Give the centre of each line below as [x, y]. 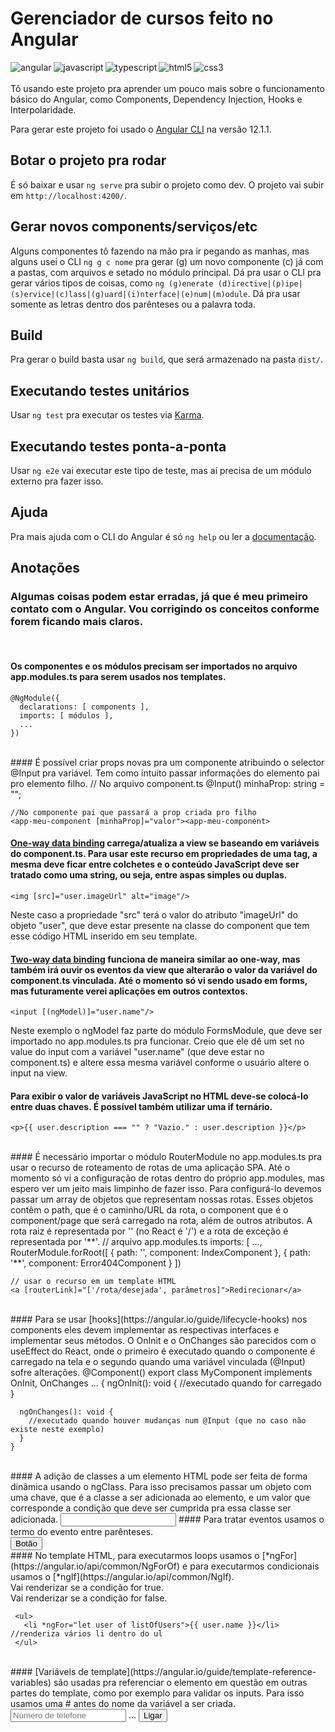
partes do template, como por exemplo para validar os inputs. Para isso [157, 1693]
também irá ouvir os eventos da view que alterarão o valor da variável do [164, 969]
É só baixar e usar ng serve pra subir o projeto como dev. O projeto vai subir [167, 184]
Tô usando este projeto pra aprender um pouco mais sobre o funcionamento [167, 88]
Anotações [45, 568]
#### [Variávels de [49, 1672]
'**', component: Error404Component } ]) [96, 1263]
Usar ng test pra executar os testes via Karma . [107, 415]
